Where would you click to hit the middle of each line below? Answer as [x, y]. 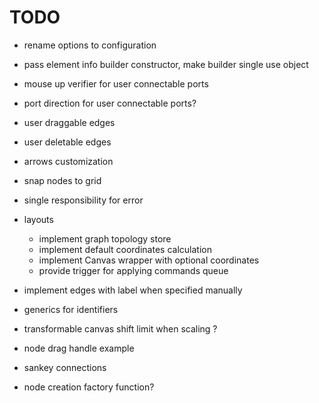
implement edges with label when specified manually [133, 290]
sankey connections [65, 367]
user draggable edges [69, 122]
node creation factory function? [89, 387]
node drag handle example [79, 348]
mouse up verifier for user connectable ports [116, 83]
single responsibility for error [83, 200]
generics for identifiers [71, 309]
